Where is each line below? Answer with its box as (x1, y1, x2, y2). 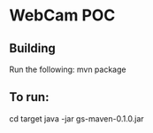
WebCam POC (9, 5, 116, 26)
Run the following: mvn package (9, 64, 126, 74)
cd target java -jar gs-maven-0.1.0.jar (9, 113, 144, 124)
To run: (9, 90, 50, 105)
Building (9, 41, 56, 56)
